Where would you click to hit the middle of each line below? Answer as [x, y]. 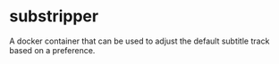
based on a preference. [52, 50]
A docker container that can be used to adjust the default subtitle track [139, 41]
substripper [54, 16]
